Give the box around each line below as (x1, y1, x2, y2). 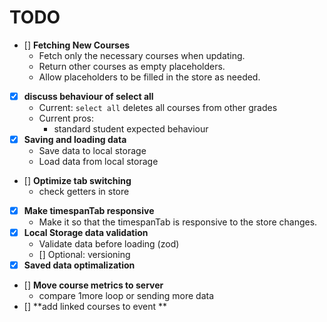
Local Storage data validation (23, 227, 149, 239)
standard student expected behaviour (53, 123, 209, 135)
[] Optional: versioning (38, 249, 131, 261)
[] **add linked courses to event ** (23, 301, 168, 313)
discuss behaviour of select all (23, 90, 154, 102)
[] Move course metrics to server (23, 279, 164, 291)
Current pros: (38, 112, 95, 124)
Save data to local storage (38, 145, 147, 157)
